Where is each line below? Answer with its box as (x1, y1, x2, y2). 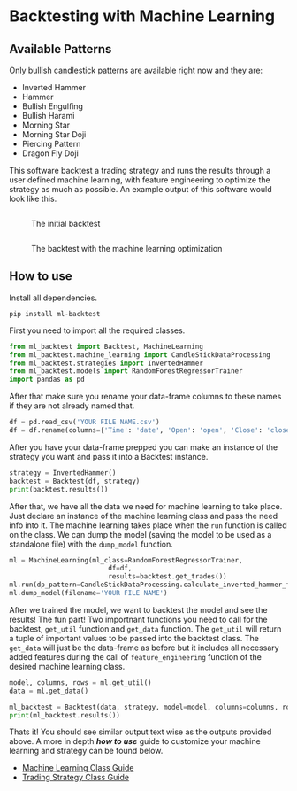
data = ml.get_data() (9, 686, 89, 695)
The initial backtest (31, 219, 101, 229)
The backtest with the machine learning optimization (31, 244, 223, 253)
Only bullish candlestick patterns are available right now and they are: (9, 65, 263, 75)
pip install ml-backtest (9, 309, 101, 318)
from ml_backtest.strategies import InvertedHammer (9, 359, 203, 368)
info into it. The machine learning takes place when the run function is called (9, 520, 287, 531)
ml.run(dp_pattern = (9, 580, 81, 590)
